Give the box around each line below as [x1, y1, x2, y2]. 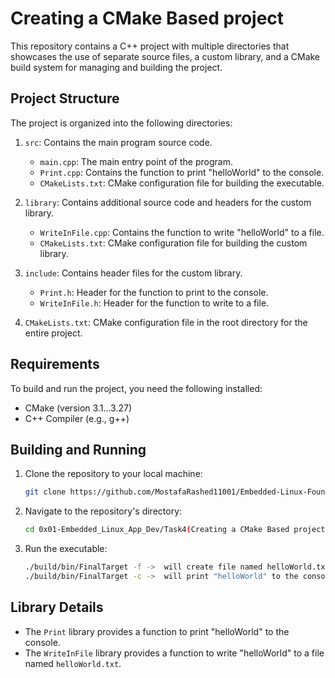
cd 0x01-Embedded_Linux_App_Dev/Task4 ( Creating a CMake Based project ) [24, 525, 330, 535]
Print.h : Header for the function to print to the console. [39, 286, 269, 298]
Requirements [10, 356, 100, 373]
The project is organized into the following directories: [10, 117, 233, 129]
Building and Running [10, 441, 147, 458]
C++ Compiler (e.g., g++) [24, 412, 130, 424]
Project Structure [10, 90, 120, 107]
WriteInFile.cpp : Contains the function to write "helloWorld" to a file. [39, 226, 325, 238]
